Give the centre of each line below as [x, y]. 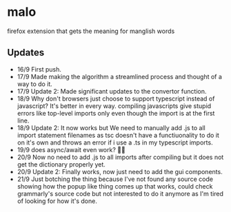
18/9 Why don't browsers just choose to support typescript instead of [116, 98]
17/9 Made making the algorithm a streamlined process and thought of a [120, 76]
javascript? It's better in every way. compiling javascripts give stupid [114, 106]
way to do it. [35, 84]
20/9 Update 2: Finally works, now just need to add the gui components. [120, 171]
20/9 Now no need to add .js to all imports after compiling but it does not [120, 157]
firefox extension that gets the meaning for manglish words [91, 31]
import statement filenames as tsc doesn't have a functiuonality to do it [118, 135]
